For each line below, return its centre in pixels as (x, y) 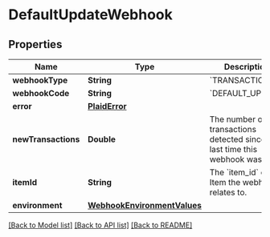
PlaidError (107, 106)
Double (102, 139)
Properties (35, 44)
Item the (225, 182)
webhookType (40, 80)
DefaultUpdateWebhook (90, 15)
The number (232, 119)
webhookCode (41, 93)
